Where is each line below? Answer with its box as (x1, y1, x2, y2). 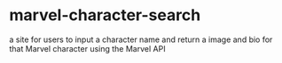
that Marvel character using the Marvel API (9, 43, 166, 53)
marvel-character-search (9, 5, 201, 25)
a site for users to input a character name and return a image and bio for (9, 34, 273, 45)
